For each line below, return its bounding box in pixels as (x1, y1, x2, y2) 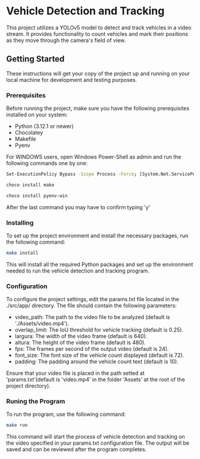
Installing (6, 218, 34, 227)
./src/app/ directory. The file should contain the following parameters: (6, 302, 177, 309)
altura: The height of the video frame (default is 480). (14, 339, 146, 346)
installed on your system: (6, 111, 68, 118)
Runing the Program (6, 397, 65, 406)
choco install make (6, 182, 55, 188)
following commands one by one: (6, 160, 88, 167)
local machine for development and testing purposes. (6, 76, 137, 83)
